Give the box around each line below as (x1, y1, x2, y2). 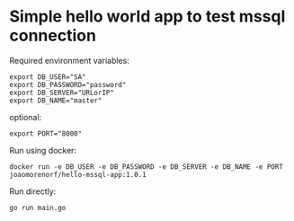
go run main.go (9, 203, 67, 212)
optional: (9, 111, 42, 122)
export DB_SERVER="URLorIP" (9, 88, 115, 97)
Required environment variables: (9, 55, 130, 66)
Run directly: (9, 186, 57, 197)
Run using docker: (9, 145, 77, 155)
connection (9, 25, 97, 46)
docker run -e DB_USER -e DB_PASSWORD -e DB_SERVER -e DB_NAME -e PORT (9, 162, 283, 172)
